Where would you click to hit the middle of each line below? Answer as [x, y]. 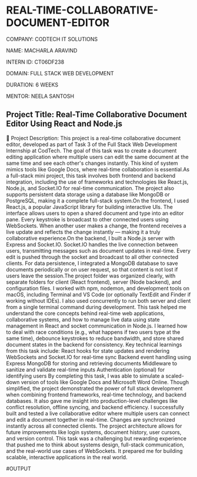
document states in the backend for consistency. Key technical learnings [94, 344]
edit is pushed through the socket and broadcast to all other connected [92, 257]
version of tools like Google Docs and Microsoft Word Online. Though [105, 382]
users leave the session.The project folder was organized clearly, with [91, 276]
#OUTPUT [19, 468]
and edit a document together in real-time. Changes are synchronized [91, 419]
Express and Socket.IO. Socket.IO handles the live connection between [92, 244]
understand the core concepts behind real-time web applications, [86, 313]
